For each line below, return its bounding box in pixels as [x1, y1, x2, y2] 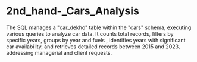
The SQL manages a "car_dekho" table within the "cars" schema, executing [6, 24, 192, 31]
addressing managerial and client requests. [6, 49, 112, 56]
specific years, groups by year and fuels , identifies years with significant [6, 36, 186, 44]
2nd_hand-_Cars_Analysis [6, 4, 140, 18]
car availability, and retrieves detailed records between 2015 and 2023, [6, 43, 180, 50]
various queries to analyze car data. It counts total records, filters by [6, 30, 174, 37]
